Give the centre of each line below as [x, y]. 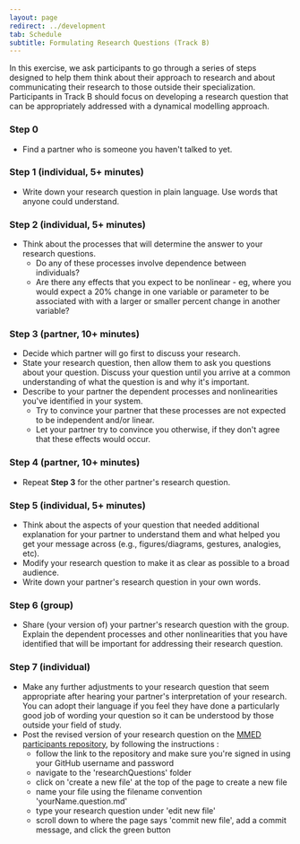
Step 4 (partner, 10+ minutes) [75, 463]
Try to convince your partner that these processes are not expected [161, 411]
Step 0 [24, 129]
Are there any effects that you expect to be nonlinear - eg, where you [163, 283]
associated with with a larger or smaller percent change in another [158, 301]
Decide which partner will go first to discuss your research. [131, 353]
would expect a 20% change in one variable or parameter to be [152, 291]
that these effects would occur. [93, 439]
